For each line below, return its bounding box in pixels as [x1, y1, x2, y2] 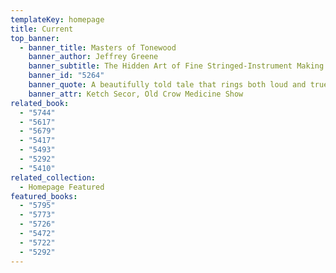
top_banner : [10, 33, 60, 43]
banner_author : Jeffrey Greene [28, 52, 159, 62]
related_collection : [10, 172, 97, 183]
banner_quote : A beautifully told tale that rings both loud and [28, 80, 307, 90]
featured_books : [10, 191, 78, 201]
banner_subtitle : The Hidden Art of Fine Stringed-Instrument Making [28, 61, 325, 71]
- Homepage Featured [19, 182, 105, 192]
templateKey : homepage [10, 14, 105, 25]
